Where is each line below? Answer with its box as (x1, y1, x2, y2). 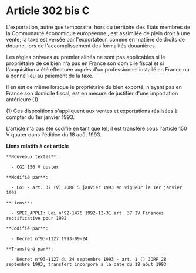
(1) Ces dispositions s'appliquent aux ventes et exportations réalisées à (6, 107, 178, 114)
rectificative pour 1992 (6, 215, 67, 221)
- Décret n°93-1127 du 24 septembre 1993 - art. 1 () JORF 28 (11, 256, 167, 262)
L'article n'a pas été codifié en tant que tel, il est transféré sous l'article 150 (6, 125, 187, 132)
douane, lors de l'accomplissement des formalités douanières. (6, 42, 157, 49)
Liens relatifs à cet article (6, 142, 69, 149)
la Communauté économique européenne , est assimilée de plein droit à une (6, 29, 191, 36)
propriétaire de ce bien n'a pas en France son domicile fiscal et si (6, 60, 164, 67)
